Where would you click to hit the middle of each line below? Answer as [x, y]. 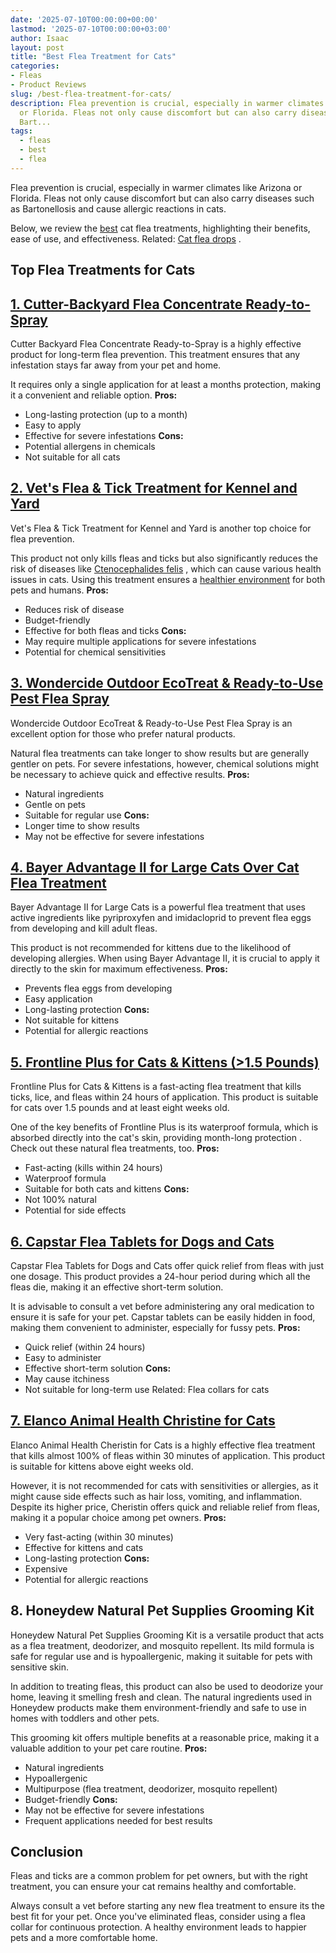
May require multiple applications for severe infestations [140, 641]
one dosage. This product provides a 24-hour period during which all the [160, 1277]
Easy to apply [53, 425]
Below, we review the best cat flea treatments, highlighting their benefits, [160, 228]
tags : [21, 131]
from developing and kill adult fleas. [84, 928]
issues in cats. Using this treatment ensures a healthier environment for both [168, 579]
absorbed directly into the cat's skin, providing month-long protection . [156, 1138]
